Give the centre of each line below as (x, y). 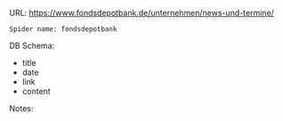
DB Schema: (32, 45)
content (36, 91)
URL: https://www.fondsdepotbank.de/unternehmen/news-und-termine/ (141, 13)
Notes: (21, 109)
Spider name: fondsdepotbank (63, 29)
